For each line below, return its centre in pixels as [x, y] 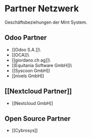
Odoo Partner [26, 38]
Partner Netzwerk [42, 9]
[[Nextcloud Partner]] [38, 91]
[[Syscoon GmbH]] [31, 70]
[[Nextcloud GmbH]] [32, 103]
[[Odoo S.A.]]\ [26, 49]
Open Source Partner [38, 119]
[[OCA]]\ [20, 55]
